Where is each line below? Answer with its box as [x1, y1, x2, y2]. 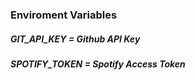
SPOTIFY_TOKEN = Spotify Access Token [10, 58, 186, 70]
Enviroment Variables [10, 8, 118, 22]
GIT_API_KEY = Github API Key [10, 33, 141, 45]
